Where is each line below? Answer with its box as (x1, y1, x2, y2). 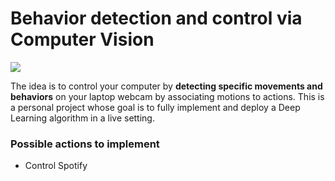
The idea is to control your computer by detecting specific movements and (10, 80, 323, 92)
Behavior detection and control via (10, 7, 303, 30)
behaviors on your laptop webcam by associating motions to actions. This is (10, 90, 325, 102)
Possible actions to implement (10, 137, 160, 151)
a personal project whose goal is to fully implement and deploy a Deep (10, 101, 301, 113)
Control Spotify (24, 160, 88, 172)
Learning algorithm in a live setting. (10, 112, 155, 124)
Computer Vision (10, 28, 155, 51)
